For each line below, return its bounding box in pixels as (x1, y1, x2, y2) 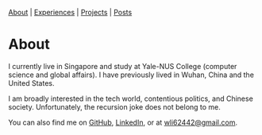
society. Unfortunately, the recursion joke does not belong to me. (8, 102, 221, 111)
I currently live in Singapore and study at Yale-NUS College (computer (8, 61, 237, 71)
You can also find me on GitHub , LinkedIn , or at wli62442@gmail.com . (8, 118, 238, 127)
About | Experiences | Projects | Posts (8, 8, 133, 17)
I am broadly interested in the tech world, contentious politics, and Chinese (8, 94, 254, 103)
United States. (8, 78, 55, 87)
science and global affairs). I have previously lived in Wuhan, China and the (8, 70, 254, 79)
